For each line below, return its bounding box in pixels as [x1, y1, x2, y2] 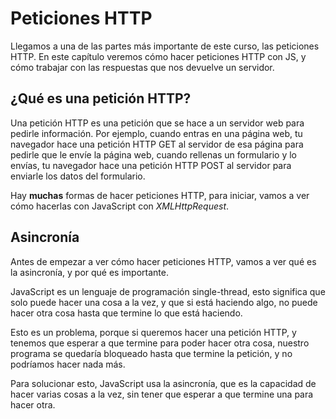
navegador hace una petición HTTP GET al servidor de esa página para [10, 138, 304, 150]
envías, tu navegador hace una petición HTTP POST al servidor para [10, 159, 292, 171]
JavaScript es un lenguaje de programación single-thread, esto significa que [10, 285, 326, 297]
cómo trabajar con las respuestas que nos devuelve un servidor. [10, 61, 275, 73]
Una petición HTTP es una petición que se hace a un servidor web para [10, 117, 305, 129]
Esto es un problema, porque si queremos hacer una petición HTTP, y [10, 326, 297, 338]
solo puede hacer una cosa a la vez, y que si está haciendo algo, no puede [10, 296, 318, 308]
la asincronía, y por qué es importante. [10, 266, 169, 278]
